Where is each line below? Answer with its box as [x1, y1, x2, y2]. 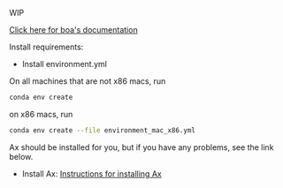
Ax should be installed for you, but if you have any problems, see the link [9, 141, 274, 153]
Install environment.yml [21, 59, 108, 69]
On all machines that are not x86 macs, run [9, 76, 166, 86]
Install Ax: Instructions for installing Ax [21, 168, 162, 179]
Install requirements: [9, 41, 84, 52]
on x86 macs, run [9, 109, 73, 119]
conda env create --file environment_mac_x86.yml [9, 125, 196, 135]
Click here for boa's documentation [9, 25, 139, 34]
